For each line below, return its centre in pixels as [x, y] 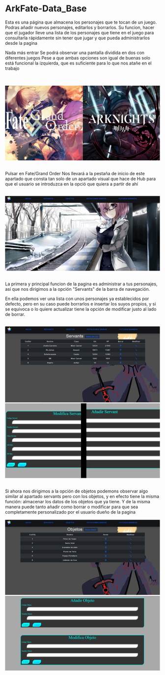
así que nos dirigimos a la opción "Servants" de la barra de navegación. [78, 289]
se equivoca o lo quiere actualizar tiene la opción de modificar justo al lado [81, 309]
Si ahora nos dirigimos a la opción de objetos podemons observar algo [77, 491]
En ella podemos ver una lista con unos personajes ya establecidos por [77, 299]
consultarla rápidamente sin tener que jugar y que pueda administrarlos [78, 38]
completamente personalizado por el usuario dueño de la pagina [70, 512]
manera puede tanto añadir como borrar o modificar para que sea [72, 507]
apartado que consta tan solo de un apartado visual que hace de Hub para [81, 179]
